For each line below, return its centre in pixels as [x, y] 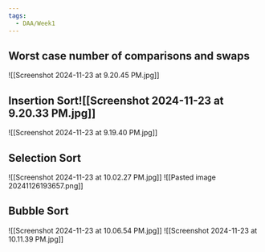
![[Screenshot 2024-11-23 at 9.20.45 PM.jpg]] [84, 75]
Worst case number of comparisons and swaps [129, 56]
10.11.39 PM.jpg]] [36, 239]
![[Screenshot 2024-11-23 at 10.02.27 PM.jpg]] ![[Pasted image [112, 177]
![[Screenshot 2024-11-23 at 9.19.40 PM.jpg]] [83, 133]
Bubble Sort [39, 211]
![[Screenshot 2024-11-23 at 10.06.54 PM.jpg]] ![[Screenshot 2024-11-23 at [133, 230]
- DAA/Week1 [36, 23]
